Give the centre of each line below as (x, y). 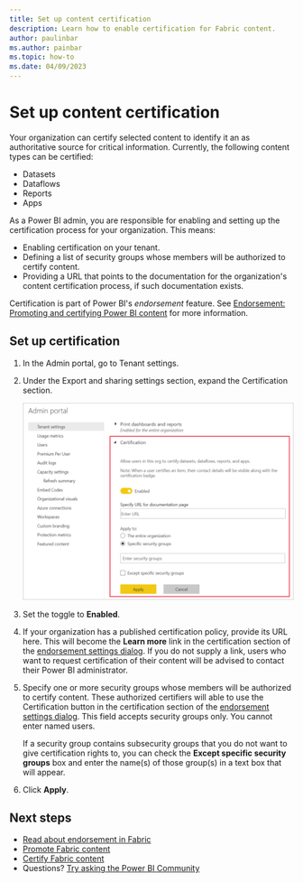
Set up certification (64, 342)
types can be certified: (51, 156)
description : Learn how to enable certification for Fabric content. (143, 28)
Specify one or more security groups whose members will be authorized (156, 687)
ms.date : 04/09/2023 (48, 67)
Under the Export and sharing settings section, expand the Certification (155, 380)
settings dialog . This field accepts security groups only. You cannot (147, 716)
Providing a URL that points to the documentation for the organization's (155, 276)
